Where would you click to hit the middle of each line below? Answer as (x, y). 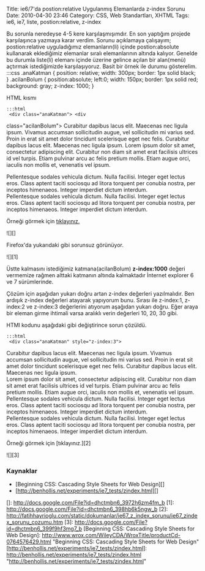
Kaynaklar (22, 470)
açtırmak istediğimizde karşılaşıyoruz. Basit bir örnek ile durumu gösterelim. (102, 66)
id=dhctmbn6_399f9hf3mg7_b (44, 529)
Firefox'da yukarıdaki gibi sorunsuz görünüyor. (65, 245)
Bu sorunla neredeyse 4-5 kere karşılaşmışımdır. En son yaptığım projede (99, 34)
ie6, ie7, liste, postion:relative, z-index (54, 22)
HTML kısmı (21, 98)
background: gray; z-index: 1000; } (50, 86)
